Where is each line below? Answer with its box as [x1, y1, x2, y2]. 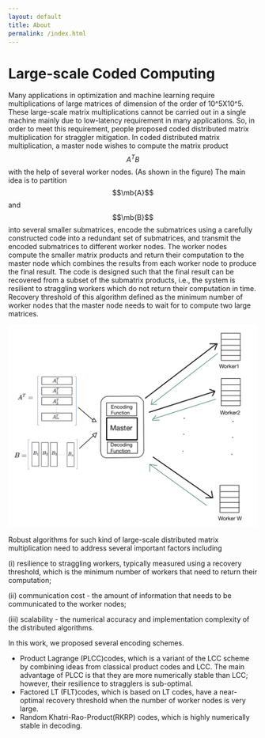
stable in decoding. [19, 721, 83, 731]
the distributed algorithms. [8, 623, 95, 633]
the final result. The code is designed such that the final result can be [8, 267, 235, 276]
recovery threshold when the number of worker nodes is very [46, 696, 247, 706]
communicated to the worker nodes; [8, 600, 127, 609]
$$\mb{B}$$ [112, 212, 154, 221]
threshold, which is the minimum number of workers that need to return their [8, 567, 258, 577]
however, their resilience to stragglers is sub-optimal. [19, 679, 194, 688]
